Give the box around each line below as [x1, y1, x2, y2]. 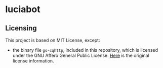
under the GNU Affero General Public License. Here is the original [12, 52, 149, 58]
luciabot [5, 4, 40, 15]
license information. [12, 58, 54, 64]
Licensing [5, 24, 37, 32]
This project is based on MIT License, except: [5, 37, 100, 43]
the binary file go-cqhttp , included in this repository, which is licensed [12, 47, 158, 53]
